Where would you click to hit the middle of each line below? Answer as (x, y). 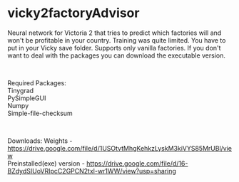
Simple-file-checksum (40, 113)
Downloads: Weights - (40, 141)
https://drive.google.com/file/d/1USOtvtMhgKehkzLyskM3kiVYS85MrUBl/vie (119, 148)
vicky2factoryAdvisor (73, 13)
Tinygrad (21, 90)
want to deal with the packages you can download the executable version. (117, 55)
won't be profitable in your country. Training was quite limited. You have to (117, 40)
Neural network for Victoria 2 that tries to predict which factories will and (115, 33)
